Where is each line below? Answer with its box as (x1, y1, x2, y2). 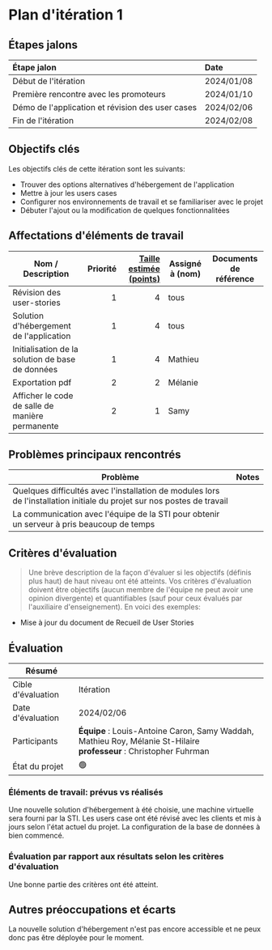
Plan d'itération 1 (8, 6, 123, 24)
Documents (211, 252, 258, 264)
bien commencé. (8, 831, 65, 841)
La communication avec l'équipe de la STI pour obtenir (12, 508, 220, 520)
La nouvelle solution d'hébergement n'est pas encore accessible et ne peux (8, 924, 261, 934)
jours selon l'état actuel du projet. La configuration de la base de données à (8, 822, 261, 832)
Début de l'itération (12, 75, 86, 87)
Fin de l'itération (12, 115, 74, 126)
